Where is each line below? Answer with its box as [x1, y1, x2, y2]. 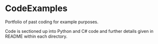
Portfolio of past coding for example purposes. [5, 19, 99, 25]
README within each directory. [5, 33, 68, 39]
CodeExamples [5, 3, 68, 14]
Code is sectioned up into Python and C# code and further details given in [5, 28, 154, 34]
